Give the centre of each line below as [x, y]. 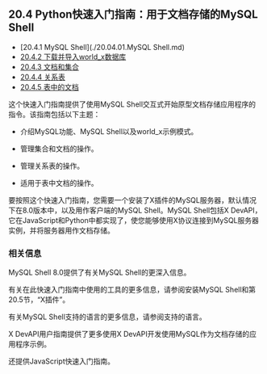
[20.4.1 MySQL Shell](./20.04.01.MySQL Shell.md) [102, 47]
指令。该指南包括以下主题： [54, 114]
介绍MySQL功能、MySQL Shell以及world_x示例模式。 [109, 131]
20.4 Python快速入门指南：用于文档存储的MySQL [133, 15]
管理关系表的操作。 [52, 166]
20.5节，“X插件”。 [39, 300]
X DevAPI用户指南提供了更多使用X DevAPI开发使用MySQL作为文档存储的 [129, 334]
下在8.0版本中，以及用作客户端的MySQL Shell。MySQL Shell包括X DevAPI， [135, 210]
